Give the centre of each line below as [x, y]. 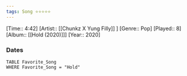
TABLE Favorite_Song [32, 62]
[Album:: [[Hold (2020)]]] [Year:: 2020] [53, 34]
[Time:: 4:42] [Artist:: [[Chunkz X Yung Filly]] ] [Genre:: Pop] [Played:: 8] [94, 28]
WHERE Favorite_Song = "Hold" [43, 67]
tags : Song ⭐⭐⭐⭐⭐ [29, 11]
